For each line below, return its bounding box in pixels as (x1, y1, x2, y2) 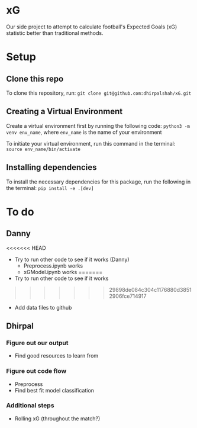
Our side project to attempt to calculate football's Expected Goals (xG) (6, 23, 177, 30)
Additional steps (6, 401, 54, 410)
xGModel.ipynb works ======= (23, 268, 103, 275)
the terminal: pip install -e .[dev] (6, 184, 94, 191)
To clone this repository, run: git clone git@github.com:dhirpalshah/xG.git (6, 89, 192, 96)
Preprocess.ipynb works (23, 262, 83, 269)
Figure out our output (6, 339, 69, 347)
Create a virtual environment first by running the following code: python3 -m (6, 122, 190, 129)
